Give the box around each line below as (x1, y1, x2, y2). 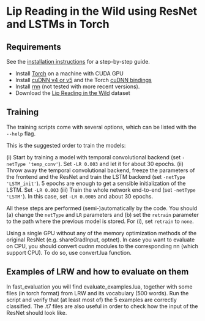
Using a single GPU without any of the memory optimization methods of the (6, 229, 197, 236)
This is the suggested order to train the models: (6, 142, 126, 149)
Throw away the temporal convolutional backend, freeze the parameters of (6, 167, 195, 174)
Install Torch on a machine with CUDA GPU (15, 70, 124, 77)
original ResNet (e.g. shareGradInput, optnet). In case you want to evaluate (6, 236, 195, 243)
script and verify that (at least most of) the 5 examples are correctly (6, 296, 177, 303)
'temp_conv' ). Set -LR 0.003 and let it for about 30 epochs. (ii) (28, 160, 184, 167)
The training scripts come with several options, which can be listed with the (6, 123, 197, 130)
